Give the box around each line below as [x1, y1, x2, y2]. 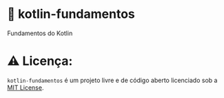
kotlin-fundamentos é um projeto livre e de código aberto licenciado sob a [7, 76, 218, 84]
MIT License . [7, 83, 44, 92]
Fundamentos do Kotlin [7, 29, 73, 37]
